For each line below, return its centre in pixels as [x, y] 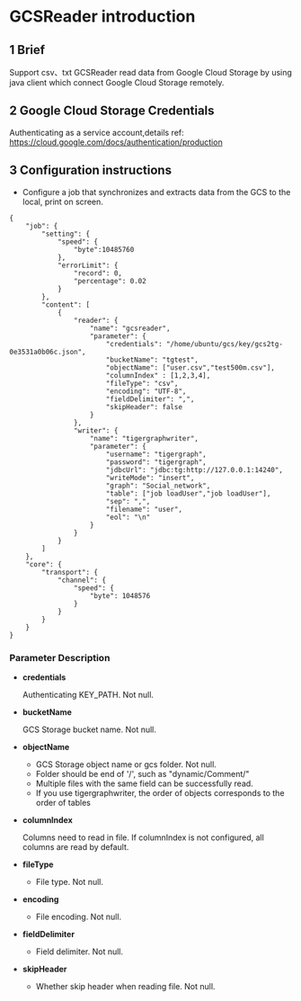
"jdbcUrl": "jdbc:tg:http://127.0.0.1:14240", [194, 469]
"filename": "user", [144, 509]
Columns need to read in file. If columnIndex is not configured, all [143, 837]
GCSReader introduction [102, 17]
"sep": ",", [128, 501]
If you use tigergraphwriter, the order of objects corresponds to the [160, 792]
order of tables [63, 802]
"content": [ [66, 304]
